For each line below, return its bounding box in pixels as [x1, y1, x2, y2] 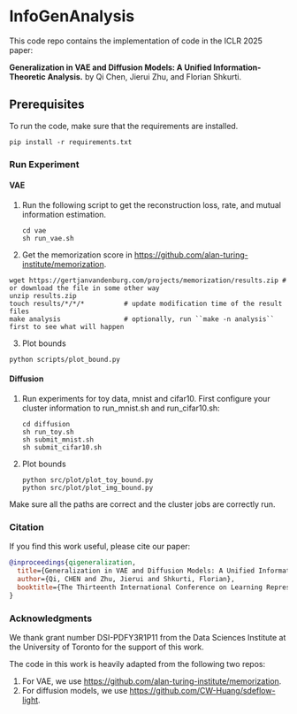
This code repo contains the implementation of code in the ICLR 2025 [9, 35, 263, 46]
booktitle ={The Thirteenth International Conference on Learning [17, 583, 263, 592]
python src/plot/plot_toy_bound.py [21, 476, 154, 485]
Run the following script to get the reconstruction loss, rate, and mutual [21, 199, 281, 210]
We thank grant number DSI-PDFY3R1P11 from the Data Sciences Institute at [9, 633, 286, 643]
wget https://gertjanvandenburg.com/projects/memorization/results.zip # [9, 276, 287, 285]
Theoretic [9, 71, 46, 81]
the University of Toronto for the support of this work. [9, 641, 205, 652]
